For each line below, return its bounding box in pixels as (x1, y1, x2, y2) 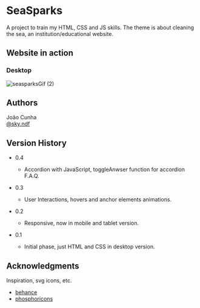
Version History (6, 138, 67, 148)
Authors (6, 98, 38, 108)
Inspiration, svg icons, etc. (6, 277, 72, 284)
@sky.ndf (6, 120, 30, 128)
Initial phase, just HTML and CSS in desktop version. (24, 243, 155, 250)
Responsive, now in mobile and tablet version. (24, 220, 139, 227)
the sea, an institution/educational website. (6, 30, 114, 37)
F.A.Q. (24, 172, 39, 180)
